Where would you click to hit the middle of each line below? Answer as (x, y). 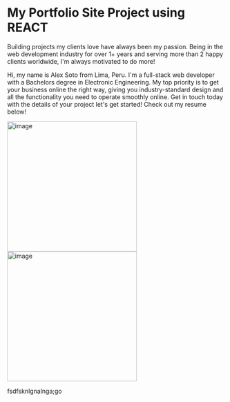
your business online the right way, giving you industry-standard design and (115, 89)
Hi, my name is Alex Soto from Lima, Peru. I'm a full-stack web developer (111, 75)
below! (17, 112)
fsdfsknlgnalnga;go (35, 391)
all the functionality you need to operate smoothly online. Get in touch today (115, 97)
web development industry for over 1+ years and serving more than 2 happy (115, 54)
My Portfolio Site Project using (96, 13)
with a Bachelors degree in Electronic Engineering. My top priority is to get (113, 82)
